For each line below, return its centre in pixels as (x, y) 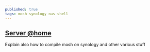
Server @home (28, 33)
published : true (21, 9)
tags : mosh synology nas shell (37, 14)
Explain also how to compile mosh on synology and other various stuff (75, 45)
